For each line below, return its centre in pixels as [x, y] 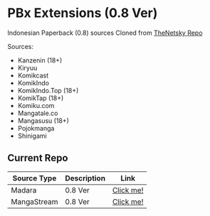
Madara [24, 190]
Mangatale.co [38, 113]
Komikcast [33, 75]
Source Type [35, 178]
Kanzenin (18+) [40, 60]
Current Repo [38, 158]
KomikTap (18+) [41, 98]
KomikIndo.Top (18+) [48, 90]
